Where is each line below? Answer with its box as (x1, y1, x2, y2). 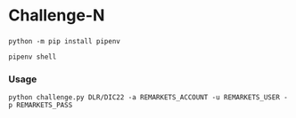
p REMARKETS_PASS (8, 101, 73, 110)
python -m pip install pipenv (8, 37, 121, 46)
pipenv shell (8, 52, 57, 62)
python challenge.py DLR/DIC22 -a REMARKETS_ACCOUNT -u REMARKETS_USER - (8, 93, 289, 102)
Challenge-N (8, 5, 105, 26)
